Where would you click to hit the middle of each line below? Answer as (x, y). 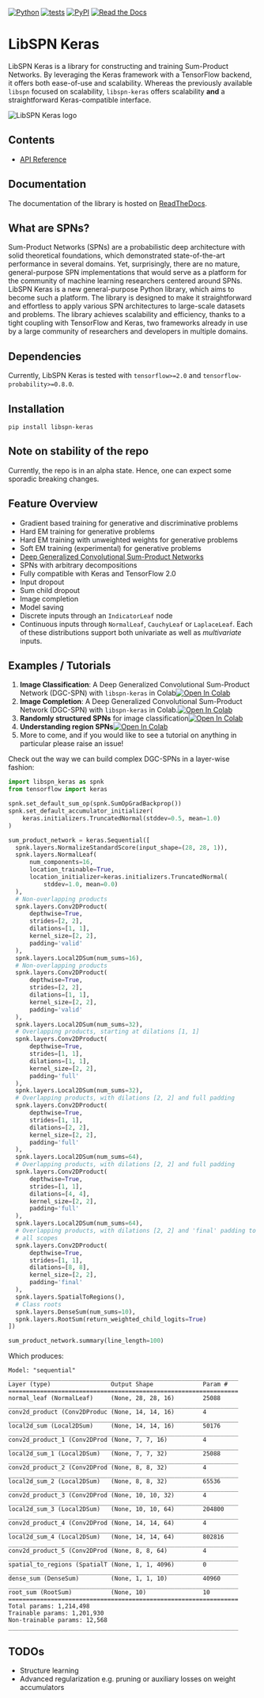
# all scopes (37, 1238)
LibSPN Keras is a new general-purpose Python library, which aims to (121, 289)
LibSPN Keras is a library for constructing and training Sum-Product (119, 66)
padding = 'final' (56, 1283)
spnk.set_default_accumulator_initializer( (81, 811)
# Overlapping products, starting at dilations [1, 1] (107, 1032)
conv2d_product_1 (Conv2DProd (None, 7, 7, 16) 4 (107, 1440)
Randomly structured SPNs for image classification (104, 718)
